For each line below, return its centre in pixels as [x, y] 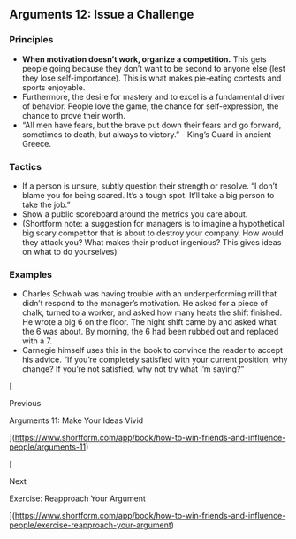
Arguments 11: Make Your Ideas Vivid [76, 420]
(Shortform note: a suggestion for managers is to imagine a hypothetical [153, 223]
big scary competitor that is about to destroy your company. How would [153, 233]
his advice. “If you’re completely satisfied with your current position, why [155, 360]
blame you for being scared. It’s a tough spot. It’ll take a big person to [148, 195]
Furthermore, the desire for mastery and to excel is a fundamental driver [153, 96]
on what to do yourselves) [69, 251]
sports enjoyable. [53, 87]
